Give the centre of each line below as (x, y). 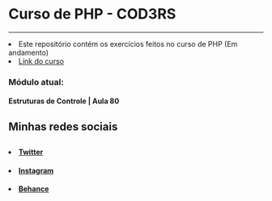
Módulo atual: (36, 82)
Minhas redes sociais (63, 126)
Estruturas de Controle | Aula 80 (64, 101)
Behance (34, 189)
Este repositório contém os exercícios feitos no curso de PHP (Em (128, 44)
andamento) (29, 52)
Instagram (36, 170)
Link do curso (42, 61)
